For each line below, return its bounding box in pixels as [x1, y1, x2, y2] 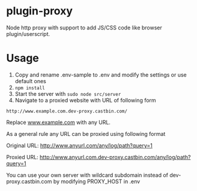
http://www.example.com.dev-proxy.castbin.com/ [6, 108, 128, 114]
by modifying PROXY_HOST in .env [53, 178, 141, 185]
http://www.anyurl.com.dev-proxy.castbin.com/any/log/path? [40, 153, 191, 160]
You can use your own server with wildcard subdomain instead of [6, 171, 168, 178]
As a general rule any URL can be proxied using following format [6, 130, 166, 137]
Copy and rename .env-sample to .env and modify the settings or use [14, 71, 187, 78]
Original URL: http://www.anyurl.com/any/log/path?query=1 [6, 142, 153, 149]
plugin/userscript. [6, 30, 50, 37]
